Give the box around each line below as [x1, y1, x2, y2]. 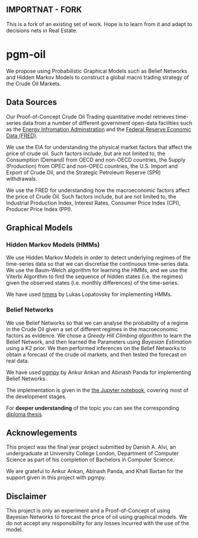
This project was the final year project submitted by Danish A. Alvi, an [6, 443, 176, 451]
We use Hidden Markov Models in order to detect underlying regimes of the [6, 254, 191, 261]
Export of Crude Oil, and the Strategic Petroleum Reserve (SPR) [6, 169, 161, 176]
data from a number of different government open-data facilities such [22, 119, 193, 127]
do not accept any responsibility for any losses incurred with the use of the [6, 520, 190, 527]
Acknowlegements [6, 427, 78, 438]
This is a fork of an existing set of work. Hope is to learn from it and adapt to [6, 20, 193, 27]
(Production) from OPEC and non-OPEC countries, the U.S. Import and [6, 162, 178, 169]
